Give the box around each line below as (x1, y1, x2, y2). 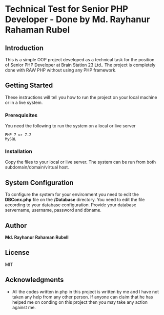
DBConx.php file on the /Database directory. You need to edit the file (5, 197, 145, 203)
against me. (12, 304, 36, 310)
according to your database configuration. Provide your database (5, 202, 137, 208)
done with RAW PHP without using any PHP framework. (5, 67, 117, 73)
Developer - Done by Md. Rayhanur (5, 14, 150, 25)
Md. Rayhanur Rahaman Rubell (5, 234, 69, 241)
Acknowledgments (5, 276, 64, 284)
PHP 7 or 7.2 (5, 132, 32, 138)
